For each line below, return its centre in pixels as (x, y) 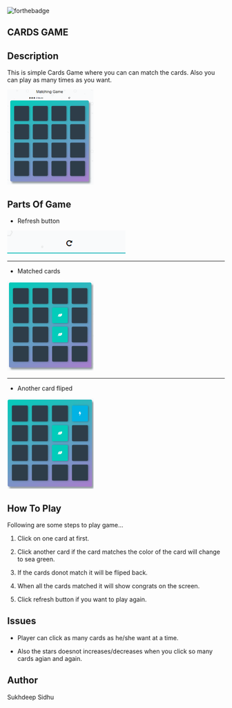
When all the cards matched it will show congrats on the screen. (108, 586)
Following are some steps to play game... (65, 525)
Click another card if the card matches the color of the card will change (119, 552)
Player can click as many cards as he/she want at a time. (98, 637)
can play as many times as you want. (60, 80)
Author (22, 681)
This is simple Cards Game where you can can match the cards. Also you (111, 73)
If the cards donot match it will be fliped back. (83, 573)
